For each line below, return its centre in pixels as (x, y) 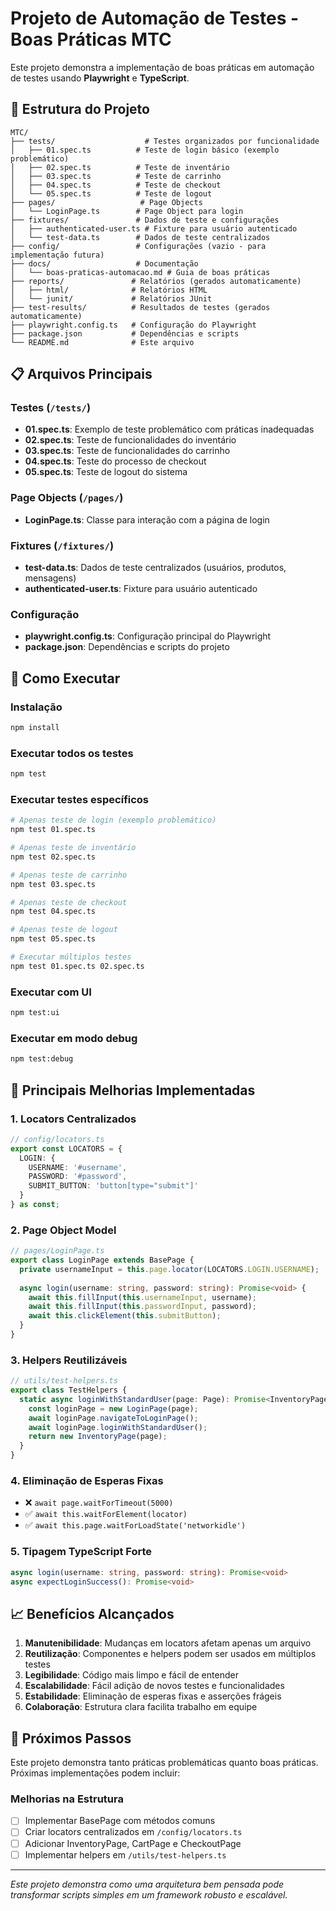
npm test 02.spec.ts (53, 857)
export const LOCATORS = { (66, 1148)
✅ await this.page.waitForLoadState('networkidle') (135, 1525)
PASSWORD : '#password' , (78, 1177)
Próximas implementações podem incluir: (95, 1773)
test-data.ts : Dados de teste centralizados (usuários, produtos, (155, 568)
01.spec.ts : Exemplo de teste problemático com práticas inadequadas (169, 429)
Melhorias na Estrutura (67, 1799)
